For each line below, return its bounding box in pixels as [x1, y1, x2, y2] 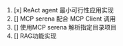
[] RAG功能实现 [13, 32, 57, 40]
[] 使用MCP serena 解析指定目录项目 [13, 23, 117, 31]
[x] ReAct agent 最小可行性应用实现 [13, 6, 114, 14]
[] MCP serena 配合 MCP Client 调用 [13, 14, 116, 23]
